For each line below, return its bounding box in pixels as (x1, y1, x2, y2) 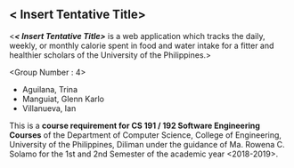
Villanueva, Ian (21, 102, 77, 114)
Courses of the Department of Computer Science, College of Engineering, (9, 129, 282, 140)
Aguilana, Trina (21, 84, 78, 94)
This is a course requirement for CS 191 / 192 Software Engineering (9, 120, 261, 131)
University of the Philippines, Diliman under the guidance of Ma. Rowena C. (9, 139, 285, 149)
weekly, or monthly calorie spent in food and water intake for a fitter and (9, 40, 274, 51)
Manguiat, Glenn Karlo (21, 93, 105, 104)
